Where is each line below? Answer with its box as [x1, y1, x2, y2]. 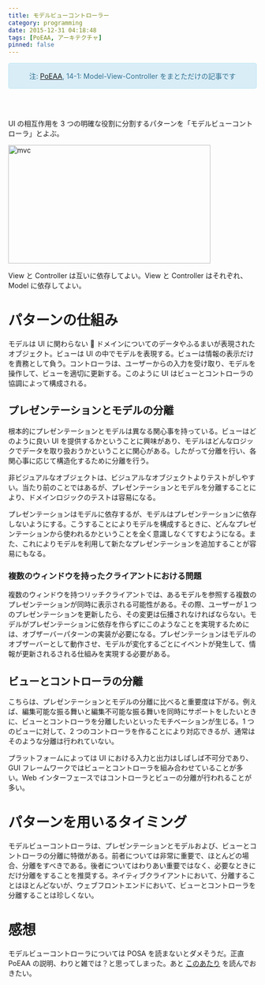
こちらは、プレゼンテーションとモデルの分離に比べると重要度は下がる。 [8, 697, 243, 706]
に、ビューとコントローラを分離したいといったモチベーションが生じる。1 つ [8, 716, 255, 726]
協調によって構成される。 [8, 378, 91, 388]
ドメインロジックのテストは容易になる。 [28, 492, 160, 502]
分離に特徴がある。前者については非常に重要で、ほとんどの [49, 851, 243, 860]
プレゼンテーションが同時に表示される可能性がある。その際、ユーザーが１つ [8, 600, 257, 609]
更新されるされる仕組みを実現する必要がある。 [21, 649, 174, 659]
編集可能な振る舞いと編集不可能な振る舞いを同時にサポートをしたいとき [21, 706, 257, 716]
